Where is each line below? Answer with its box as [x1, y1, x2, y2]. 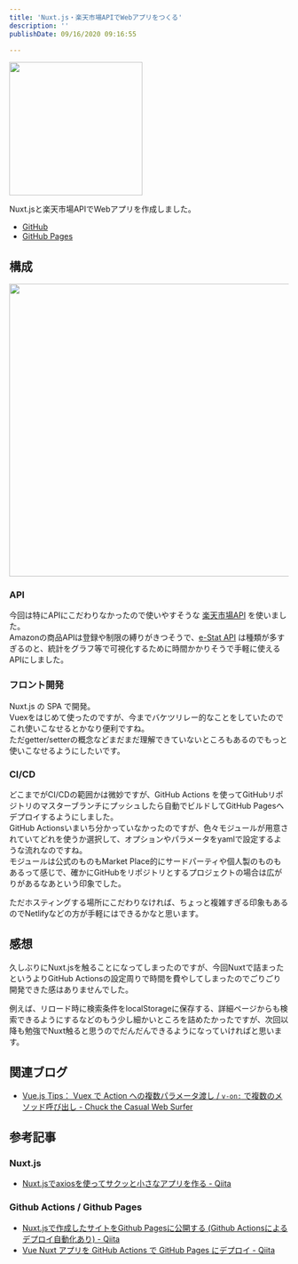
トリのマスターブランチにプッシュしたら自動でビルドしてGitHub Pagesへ [16, 801, 285, 812]
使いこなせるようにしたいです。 [9, 745, 126, 756]
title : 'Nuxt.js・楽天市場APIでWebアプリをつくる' [9, 12, 183, 22]
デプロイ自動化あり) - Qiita [21, 1233, 121, 1244]
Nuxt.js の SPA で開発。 [9, 700, 96, 711]
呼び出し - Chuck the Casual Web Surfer [45, 1101, 193, 1112]
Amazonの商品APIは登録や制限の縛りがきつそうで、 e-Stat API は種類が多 [9, 632, 278, 643]
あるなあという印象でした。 [24, 878, 126, 889]
